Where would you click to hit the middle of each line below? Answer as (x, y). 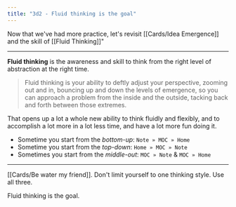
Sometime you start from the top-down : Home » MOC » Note (102, 147)
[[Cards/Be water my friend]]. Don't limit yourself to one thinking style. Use (116, 174)
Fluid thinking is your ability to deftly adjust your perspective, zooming (126, 82)
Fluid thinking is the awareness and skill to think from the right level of (110, 61)
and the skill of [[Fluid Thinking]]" (55, 41)
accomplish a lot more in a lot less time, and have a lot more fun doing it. (112, 126)
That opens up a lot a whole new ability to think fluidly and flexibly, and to (113, 118)
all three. (20, 182)
